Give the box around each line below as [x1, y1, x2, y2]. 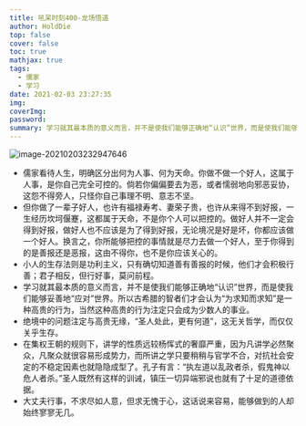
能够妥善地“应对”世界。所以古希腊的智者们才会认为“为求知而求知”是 [30, 293, 285, 304]
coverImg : [9, 107, 47, 116]
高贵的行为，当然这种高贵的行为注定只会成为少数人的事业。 [30, 305, 255, 315]
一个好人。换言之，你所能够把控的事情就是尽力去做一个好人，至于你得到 [22, 236, 294, 246]
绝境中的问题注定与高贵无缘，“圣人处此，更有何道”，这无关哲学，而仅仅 [22, 316, 294, 327]
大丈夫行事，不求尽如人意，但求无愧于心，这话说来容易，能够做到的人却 [22, 396, 294, 406]
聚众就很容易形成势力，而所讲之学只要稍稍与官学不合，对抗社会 [46, 350, 287, 360]
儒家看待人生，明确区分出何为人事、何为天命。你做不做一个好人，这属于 [22, 168, 294, 178]
